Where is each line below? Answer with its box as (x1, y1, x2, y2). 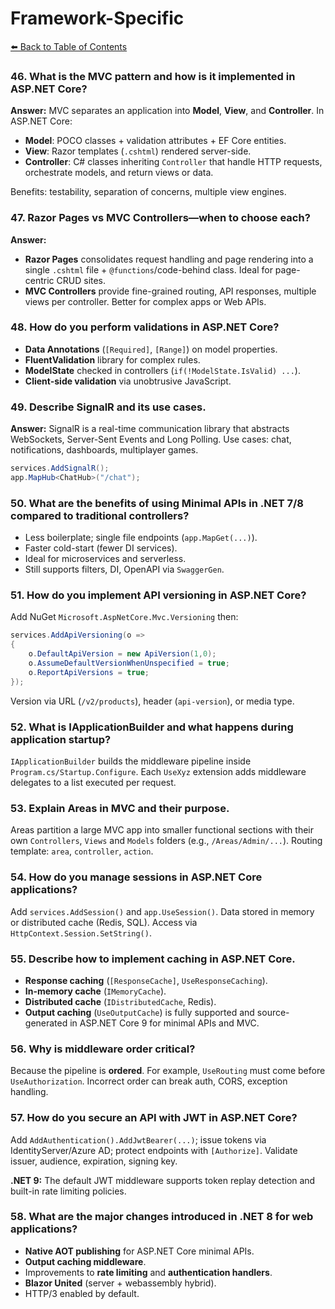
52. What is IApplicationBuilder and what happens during (10, 720, 294, 734)
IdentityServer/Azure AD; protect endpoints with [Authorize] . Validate (10, 1144, 298, 1156)
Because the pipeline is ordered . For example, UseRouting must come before (10, 1065, 326, 1077)
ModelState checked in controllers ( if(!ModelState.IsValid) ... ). (24, 364, 301, 376)
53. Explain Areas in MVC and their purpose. (10, 801, 230, 815)
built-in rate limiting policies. (10, 1185, 127, 1197)
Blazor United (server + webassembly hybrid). (24, 1277, 217, 1289)
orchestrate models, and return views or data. (24, 167, 214, 179)
